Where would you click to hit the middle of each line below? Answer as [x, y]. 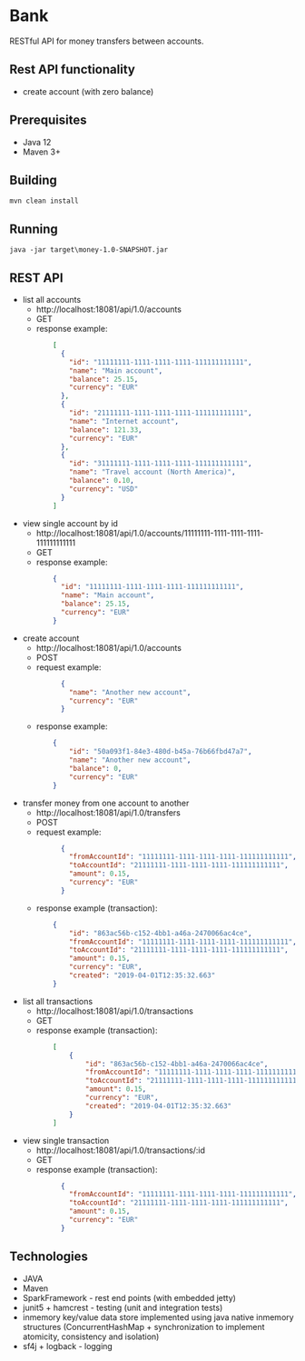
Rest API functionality [73, 70]
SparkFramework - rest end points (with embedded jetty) [129, 1297]
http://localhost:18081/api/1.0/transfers [108, 812]
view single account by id [70, 523]
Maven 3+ [41, 152]
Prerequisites [48, 120]
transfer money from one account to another [106, 803]
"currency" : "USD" [103, 489]
